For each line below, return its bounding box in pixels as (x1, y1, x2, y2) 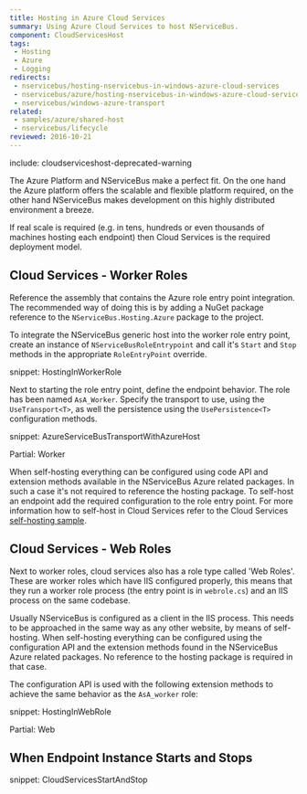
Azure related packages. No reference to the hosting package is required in (9, 651, 294, 662)
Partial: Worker (9, 449, 66, 460)
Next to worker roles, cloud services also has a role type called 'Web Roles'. (9, 566, 295, 577)
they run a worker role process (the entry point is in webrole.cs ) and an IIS (9, 585, 289, 596)
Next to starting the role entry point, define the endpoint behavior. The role (9, 384, 291, 395)
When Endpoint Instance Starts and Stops (9, 750, 253, 766)
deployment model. (9, 241, 82, 252)
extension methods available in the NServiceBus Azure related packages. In (9, 476, 295, 487)
